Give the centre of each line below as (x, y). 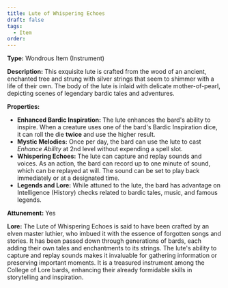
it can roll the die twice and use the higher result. (86, 135)
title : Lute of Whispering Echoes (56, 13)
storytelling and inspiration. (45, 277)
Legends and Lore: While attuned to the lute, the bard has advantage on (118, 185)
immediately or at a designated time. (68, 178)
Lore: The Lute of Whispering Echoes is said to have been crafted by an (108, 226)
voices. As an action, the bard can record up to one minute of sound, (114, 163)
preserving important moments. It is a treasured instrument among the (106, 263)
